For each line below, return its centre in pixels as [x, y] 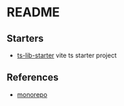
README [33, 12]
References [33, 77]
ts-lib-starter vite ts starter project [67, 55]
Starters [25, 39]
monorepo [32, 94]
